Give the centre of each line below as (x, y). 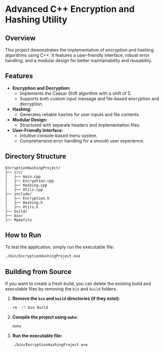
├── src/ (14, 172)
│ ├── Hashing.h (24, 203)
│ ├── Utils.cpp (24, 190)
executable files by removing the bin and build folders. (61, 289)
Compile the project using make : (45, 317)
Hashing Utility (36, 20)
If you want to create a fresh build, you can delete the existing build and (78, 283)
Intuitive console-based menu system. (59, 136)
